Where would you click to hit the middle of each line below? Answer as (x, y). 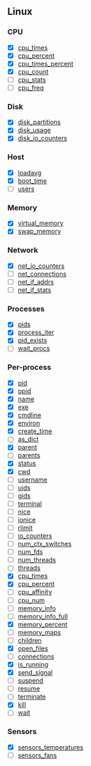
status (27, 463)
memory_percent (42, 624)
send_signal (35, 673)
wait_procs (34, 348)
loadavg (29, 172)
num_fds (30, 552)
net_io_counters (41, 266)
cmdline (29, 415)
